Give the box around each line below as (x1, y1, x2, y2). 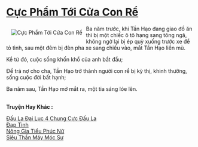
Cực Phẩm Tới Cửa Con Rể (6, 5, 139, 19)
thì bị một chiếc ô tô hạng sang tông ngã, (86, 31, 187, 38)
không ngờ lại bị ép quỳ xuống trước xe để (86, 38, 190, 45)
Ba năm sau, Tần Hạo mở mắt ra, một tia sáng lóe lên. (6, 85, 138, 92)
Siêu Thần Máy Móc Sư (6, 134, 64, 141)
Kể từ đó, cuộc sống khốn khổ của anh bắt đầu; (6, 56, 123, 63)
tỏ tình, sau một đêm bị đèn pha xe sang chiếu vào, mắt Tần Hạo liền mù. (6, 44, 185, 51)
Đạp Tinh (6, 121, 29, 128)
